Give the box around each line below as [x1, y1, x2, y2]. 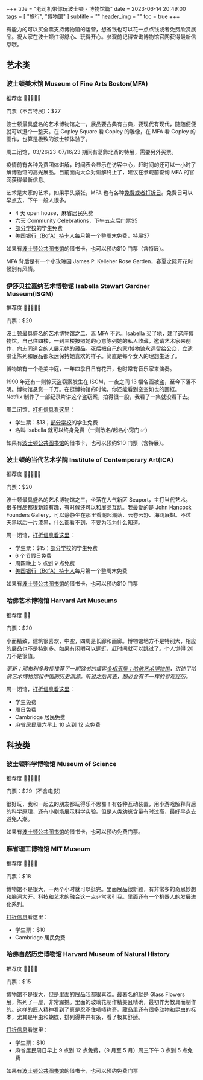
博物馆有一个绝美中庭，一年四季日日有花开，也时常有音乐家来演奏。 [6, 365, 175, 372]
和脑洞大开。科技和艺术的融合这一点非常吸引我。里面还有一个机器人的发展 [6, 893, 191, 900]
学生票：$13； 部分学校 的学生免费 [14, 418, 98, 426]
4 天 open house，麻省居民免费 [14, 209, 93, 216]
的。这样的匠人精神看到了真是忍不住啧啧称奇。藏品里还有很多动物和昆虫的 [6, 1006, 191, 1013]
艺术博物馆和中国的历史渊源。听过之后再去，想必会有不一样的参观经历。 [11, 673, 191, 680]
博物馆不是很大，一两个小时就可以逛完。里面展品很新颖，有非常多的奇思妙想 [6, 885, 196, 892]
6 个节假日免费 [14, 552, 52, 560]
